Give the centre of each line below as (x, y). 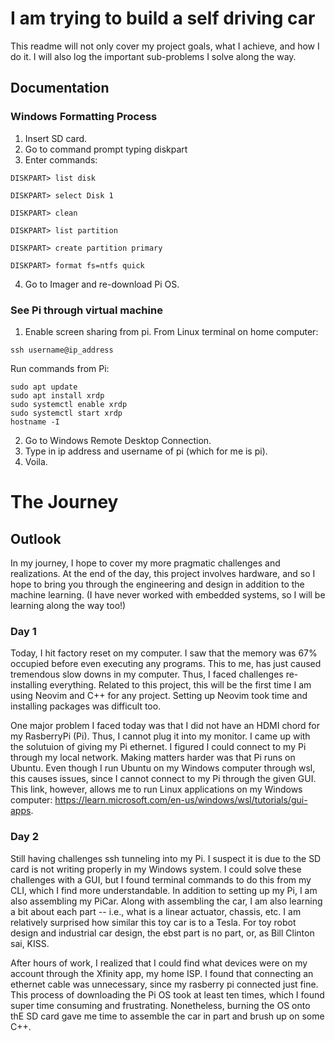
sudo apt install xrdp (57, 395)
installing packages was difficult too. (86, 706)
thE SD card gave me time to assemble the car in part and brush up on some (167, 1016)
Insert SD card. (56, 138)
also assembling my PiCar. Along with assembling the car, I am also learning (166, 901)
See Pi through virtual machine (86, 310)
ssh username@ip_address (62, 350)
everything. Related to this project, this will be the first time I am (180, 685)
